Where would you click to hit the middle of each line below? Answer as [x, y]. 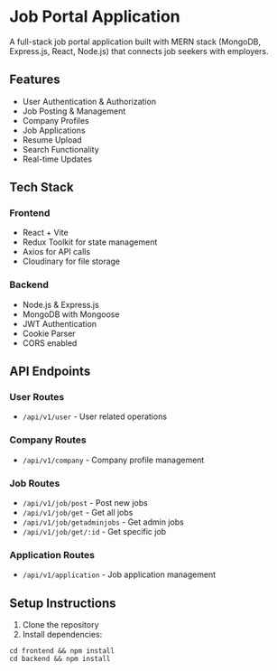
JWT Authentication [60, 323]
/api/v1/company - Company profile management [113, 460]
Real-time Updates [57, 159]
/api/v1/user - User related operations [95, 416]
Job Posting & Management [74, 111]
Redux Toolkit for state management [90, 242]
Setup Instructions [63, 603]
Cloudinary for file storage [71, 261]
